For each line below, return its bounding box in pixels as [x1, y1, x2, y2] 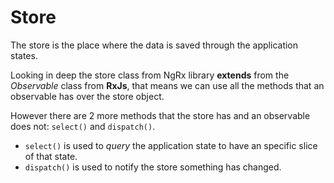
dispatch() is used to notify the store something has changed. [24, 161, 282, 173]
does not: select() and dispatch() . [10, 120, 156, 132]
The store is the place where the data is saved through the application [10, 39, 299, 51]
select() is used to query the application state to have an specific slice [24, 139, 318, 151]
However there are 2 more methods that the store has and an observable [10, 109, 311, 121]
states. [10, 49, 38, 61]
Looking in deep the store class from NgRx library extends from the [10, 69, 290, 81]
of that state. [24, 150, 78, 162]
